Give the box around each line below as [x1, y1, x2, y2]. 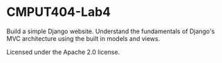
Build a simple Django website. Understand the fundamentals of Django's [6, 27, 215, 35]
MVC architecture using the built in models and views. [6, 34, 160, 42]
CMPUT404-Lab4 [6, 4, 111, 20]
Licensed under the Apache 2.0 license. [6, 48, 120, 56]
